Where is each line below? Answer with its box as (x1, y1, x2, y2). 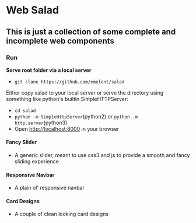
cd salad (14, 107, 36, 114)
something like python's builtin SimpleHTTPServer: (6, 95, 128, 102)
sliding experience (14, 158, 60, 165)
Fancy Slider (6, 138, 37, 146)
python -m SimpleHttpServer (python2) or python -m (14, 113, 138, 120)
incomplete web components (6, 36, 115, 46)
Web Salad (6, 4, 60, 17)
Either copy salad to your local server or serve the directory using (6, 89, 164, 96)
